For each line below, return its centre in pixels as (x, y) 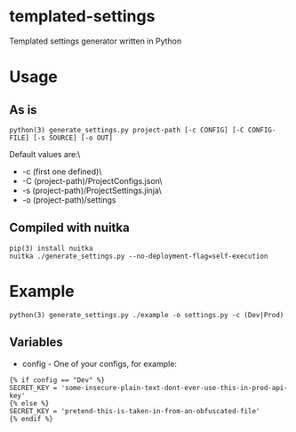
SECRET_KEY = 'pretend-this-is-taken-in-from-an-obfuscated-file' (135, 411)
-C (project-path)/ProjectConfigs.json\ (92, 180)
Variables (36, 343)
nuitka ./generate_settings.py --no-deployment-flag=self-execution (139, 256)
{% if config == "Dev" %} (57, 380)
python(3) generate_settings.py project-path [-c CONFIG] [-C (127, 130)
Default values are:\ (45, 154)
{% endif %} (31, 419)
